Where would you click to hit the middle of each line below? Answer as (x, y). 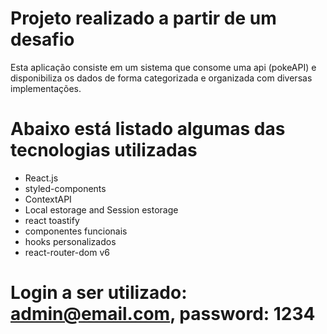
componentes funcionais (76, 231)
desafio (42, 39)
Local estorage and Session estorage (101, 209)
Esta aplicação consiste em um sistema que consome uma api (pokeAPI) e (163, 67)
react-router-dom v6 (67, 252)
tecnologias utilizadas (104, 150)
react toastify (52, 220)
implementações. (46, 88)
